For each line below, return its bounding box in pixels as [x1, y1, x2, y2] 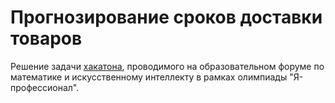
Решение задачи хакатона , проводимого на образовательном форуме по [10, 60, 325, 72]
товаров [10, 27, 83, 50]
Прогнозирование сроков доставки [10, 6, 323, 29]
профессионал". [10, 81, 80, 93]
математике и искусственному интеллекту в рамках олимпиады [10, 71, 288, 83]
